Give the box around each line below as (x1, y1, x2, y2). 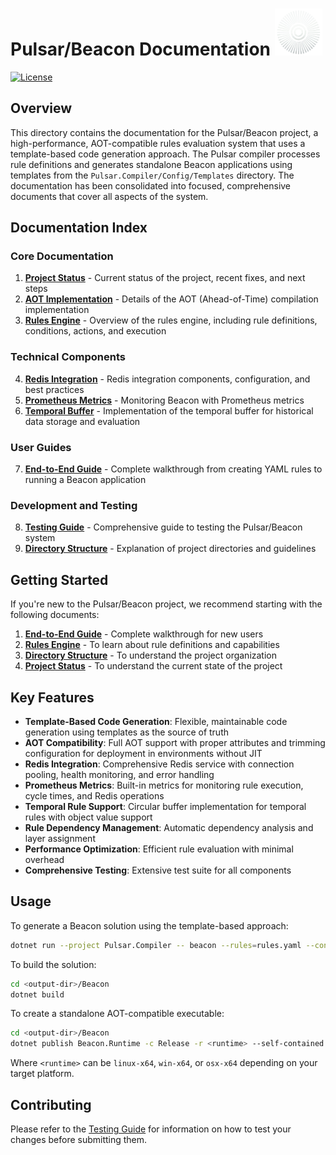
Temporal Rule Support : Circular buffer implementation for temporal (24, 800, 307, 812)
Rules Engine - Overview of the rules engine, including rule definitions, (24, 314, 318, 327)
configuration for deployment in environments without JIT (24, 747, 263, 759)
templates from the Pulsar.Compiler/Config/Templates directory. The (10, 169, 295, 181)
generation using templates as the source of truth (24, 726, 230, 738)
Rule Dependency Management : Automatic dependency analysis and (24, 821, 314, 833)
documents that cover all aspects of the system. (10, 190, 209, 202)
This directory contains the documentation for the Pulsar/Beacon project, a (10, 126, 319, 138)
